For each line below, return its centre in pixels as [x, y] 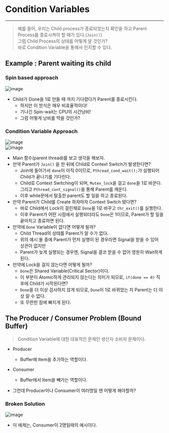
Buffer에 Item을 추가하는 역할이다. [54, 359]
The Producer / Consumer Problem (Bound [73, 318]
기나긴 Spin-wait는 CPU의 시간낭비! [55, 112]
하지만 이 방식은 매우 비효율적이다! [54, 105]
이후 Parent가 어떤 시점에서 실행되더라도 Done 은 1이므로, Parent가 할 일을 [92, 214]
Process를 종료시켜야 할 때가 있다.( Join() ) [60, 35]
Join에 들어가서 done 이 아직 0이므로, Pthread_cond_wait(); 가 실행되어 [90, 170]
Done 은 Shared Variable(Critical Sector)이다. [65, 271]
